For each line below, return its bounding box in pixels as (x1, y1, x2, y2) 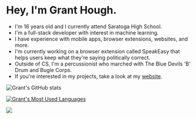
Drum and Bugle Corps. (14, 66, 72, 73)
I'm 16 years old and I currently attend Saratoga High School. (14, 23, 162, 30)
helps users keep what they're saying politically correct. (14, 54, 151, 61)
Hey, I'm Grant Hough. (6, 4, 117, 17)
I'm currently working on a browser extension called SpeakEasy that (14, 47, 181, 55)
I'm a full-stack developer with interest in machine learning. (14, 29, 159, 36)
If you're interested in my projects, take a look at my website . (14, 73, 163, 80)
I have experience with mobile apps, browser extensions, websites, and (14, 35, 188, 42)
